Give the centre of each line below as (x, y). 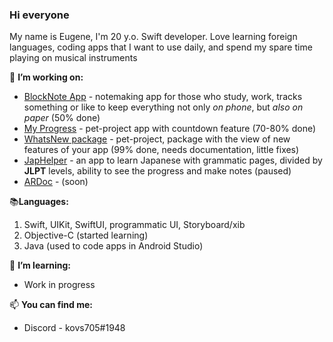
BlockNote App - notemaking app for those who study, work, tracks (163, 97)
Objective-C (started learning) (86, 235)
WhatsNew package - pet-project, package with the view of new (157, 139)
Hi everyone (39, 15)
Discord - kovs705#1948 (74, 328)
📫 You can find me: (51, 305)
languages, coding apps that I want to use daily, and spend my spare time (161, 47)
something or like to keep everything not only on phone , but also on (163, 107)
